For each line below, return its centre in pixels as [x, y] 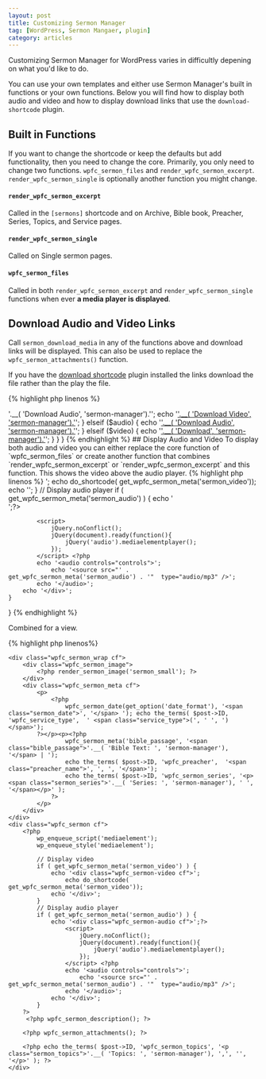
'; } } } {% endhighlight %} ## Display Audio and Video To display [152, 439]
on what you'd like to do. [48, 69]
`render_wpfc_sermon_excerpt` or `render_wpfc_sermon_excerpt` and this [129, 464]
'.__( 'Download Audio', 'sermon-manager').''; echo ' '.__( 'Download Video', [130, 414]
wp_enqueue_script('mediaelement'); [97, 838]
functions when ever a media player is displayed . [89, 299]
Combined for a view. [43, 628]
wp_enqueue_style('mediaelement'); [96, 846]
